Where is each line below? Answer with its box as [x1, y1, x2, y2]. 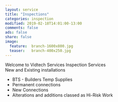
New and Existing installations [5, 67, 66, 73]
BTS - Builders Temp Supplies [12, 76, 72, 82]
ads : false [5, 30, 27, 35]
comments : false [5, 25, 38, 30]
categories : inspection [5, 16, 54, 21]
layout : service [5, 7, 38, 12]
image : [5, 39, 19, 44]
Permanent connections [12, 81, 61, 87]
